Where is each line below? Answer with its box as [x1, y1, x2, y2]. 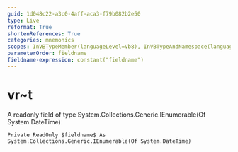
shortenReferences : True [7, 30, 81, 37]
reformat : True [7, 23, 52, 30]
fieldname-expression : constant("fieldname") [7, 57, 144, 64]
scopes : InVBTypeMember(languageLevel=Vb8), [7, 43, 141, 50]
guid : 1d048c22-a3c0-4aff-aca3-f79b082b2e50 [7, 10, 141, 18]
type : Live [7, 17, 40, 24]
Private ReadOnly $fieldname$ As [7, 131, 106, 139]
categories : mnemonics [7, 37, 74, 44]
